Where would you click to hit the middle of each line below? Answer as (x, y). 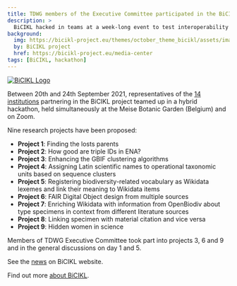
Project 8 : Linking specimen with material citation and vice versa (111, 219)
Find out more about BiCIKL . (48, 275)
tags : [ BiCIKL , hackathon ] (47, 60)
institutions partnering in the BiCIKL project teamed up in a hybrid (102, 101)
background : (25, 34)
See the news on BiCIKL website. (55, 261)
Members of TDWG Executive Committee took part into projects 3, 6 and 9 (116, 240)
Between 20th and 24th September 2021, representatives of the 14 (104, 93)
